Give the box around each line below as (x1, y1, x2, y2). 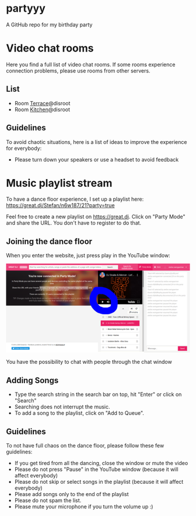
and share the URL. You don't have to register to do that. (6, 219, 142, 226)
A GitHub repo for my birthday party (6, 21, 93, 28)
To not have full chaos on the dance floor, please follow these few (6, 442, 164, 449)
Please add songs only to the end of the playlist (14, 491, 129, 498)
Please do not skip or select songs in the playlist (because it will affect (14, 479, 184, 486)
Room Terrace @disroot (14, 99, 71, 106)
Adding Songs (6, 375, 59, 385)
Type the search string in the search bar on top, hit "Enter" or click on (14, 391, 182, 398)
